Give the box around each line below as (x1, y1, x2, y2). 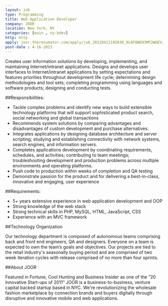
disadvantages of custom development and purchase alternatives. (12, 125, 149, 131)
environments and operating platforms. (12, 162, 93, 168)
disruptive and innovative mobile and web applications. (5, 295, 118, 301)
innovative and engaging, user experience (12, 178, 99, 184)
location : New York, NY (5, 26, 55, 31)
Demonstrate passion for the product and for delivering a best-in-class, (12, 173, 160, 179)
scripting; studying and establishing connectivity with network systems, (12, 136, 160, 142)
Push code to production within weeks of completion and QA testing (12, 168, 153, 174)
